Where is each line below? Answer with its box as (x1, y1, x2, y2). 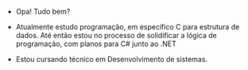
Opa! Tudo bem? (15, 7, 71, 16)
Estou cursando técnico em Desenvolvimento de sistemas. (15, 55, 208, 64)
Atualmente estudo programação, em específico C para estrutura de (15, 22, 240, 31)
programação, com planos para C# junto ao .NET (15, 39, 177, 49)
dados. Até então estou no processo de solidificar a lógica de (15, 31, 217, 40)
